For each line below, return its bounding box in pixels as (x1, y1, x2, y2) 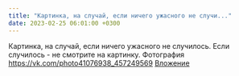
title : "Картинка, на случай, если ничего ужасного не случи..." (8, 11, 232, 20)
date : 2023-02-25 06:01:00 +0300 (8, 19, 121, 27)
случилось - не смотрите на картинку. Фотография (8, 50, 185, 59)
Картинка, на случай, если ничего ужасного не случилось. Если (8, 41, 230, 50)
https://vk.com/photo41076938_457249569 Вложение (8, 58, 191, 68)
